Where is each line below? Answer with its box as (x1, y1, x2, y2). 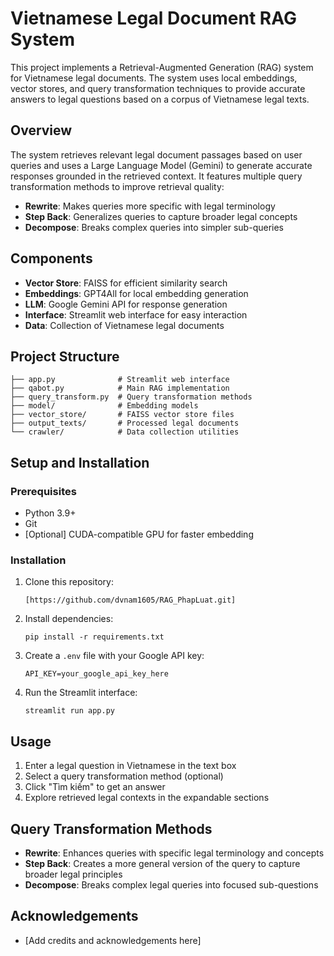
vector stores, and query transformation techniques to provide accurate (10, 82, 306, 94)
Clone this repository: (24, 576, 114, 588)
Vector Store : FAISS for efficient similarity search (24, 277, 228, 289)
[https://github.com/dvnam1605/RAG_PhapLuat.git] (24, 595, 237, 606)
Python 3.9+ (24, 507, 77, 519)
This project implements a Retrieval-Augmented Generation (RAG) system (10, 61, 314, 73)
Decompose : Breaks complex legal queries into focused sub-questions (24, 878, 319, 891)
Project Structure (10, 348, 120, 365)
